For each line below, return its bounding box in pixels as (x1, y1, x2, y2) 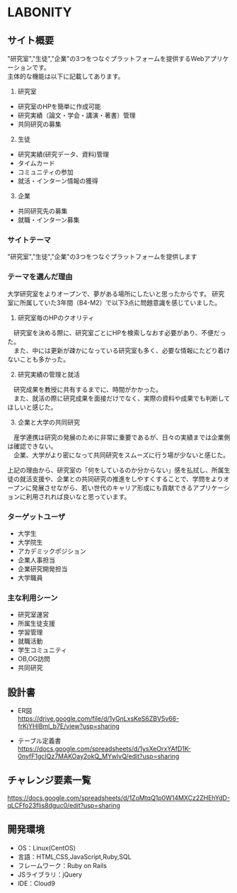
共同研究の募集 (17, 120, 62, 128)
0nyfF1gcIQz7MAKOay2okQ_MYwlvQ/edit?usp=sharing (17, 752, 180, 760)
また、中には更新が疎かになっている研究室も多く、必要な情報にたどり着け (13, 346, 231, 354)
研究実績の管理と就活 (17, 370, 80, 378)
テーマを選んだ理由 (7, 272, 73, 282)
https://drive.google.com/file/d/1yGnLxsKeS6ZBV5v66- (17, 714, 180, 723)
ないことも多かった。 (7, 355, 69, 364)
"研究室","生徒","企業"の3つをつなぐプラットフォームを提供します (7, 252, 197, 261)
